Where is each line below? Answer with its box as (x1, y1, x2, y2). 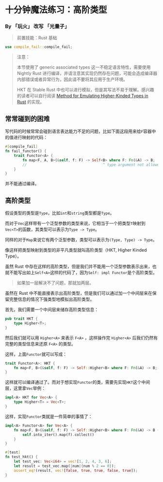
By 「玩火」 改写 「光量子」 (5, 23, 70, 30)
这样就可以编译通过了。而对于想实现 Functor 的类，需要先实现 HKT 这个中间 (5, 379, 150, 385)
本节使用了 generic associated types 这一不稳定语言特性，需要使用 (16, 64, 151, 70)
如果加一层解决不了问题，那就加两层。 (16, 280, 94, 286)
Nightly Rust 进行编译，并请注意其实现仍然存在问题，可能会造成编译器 (16, 70, 158, 76)
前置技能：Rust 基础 (16, 35, 57, 41)
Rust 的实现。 (16, 99, 45, 105)
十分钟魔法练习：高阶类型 (5, 4, 108, 16)
